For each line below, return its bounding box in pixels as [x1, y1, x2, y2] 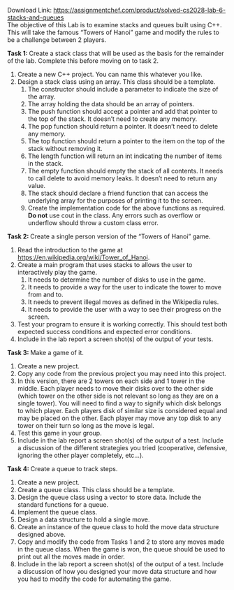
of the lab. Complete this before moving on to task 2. [7, 57, 159, 65]
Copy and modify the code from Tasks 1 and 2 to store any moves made [17, 538, 225, 546]
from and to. [27, 290, 64, 298]
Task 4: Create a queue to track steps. [7, 465, 118, 473]
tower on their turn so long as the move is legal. [17, 422, 155, 429]
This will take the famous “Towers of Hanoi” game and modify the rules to [7, 28, 220, 36]
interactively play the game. [17, 268, 98, 276]
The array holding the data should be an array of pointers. [27, 100, 195, 108]
